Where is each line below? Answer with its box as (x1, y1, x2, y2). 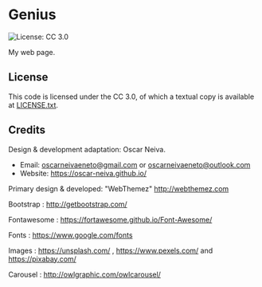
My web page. (8, 47, 56, 57)
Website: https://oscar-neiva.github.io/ (19, 168, 147, 178)
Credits (8, 124, 46, 137)
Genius (8, 6, 57, 24)
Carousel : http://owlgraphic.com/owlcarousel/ (8, 269, 162, 279)
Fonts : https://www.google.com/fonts (8, 230, 133, 240)
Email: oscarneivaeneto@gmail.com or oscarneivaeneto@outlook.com (19, 159, 251, 169)
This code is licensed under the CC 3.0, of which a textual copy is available (8, 92, 255, 101)
